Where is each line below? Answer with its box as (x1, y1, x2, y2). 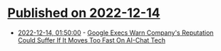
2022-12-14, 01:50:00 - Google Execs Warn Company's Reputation (17, 28, 214, 37)
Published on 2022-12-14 (7, 5, 160, 21)
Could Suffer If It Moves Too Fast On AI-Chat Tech (17, 35, 166, 44)
